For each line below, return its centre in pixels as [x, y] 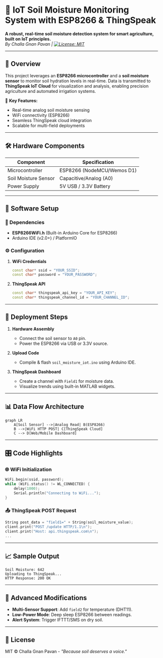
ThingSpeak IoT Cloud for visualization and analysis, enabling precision [77, 86]
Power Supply [24, 186]
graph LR [14, 420]
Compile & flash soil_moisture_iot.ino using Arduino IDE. [77, 362]
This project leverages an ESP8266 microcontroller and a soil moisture [77, 75]
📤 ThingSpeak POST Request [41, 510]
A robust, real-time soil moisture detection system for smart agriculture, [79, 34]
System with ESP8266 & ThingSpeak [81, 20]
